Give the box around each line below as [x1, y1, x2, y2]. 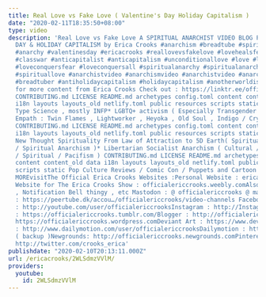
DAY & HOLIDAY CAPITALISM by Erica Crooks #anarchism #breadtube [15, 41, 236, 49]
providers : [8, 262, 44, 270]
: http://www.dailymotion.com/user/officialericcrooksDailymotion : [15, 225, 246, 234]
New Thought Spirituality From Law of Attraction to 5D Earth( [15, 136, 228, 145]
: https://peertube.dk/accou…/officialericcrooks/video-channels [15, 196, 236, 204]
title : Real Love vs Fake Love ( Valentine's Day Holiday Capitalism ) [8, 11, 249, 20]
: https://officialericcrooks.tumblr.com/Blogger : [15, 211, 190, 219]
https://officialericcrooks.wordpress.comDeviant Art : [15, 218, 203, 226]
